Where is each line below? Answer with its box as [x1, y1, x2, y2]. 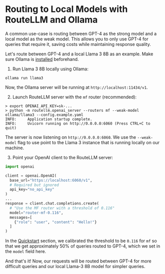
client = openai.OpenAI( [5, 173, 57, 178]
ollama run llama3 [5, 75, 43, 80]
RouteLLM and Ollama [5, 14, 98, 25]
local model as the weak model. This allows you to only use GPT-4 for [5, 36, 149, 42]
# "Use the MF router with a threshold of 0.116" [9, 206, 115, 211]
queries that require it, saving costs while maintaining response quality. [5, 41, 151, 47]
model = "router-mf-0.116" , [9, 210, 64, 215]
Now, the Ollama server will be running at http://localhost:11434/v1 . [5, 84, 148, 90]
